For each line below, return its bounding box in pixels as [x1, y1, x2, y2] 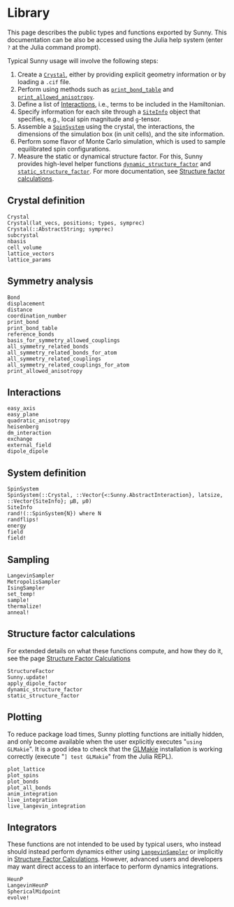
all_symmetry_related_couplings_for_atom [7, 361, 130, 369]
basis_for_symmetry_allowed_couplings [7, 336, 120, 344]
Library [7, 5, 50, 21]
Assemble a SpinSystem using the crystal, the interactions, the [17, 122, 195, 130]
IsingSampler [7, 585, 45, 592]
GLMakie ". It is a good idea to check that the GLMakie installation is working [7, 744, 223, 753]
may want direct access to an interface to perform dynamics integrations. [7, 862, 219, 871]
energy [7, 522, 27, 530]
